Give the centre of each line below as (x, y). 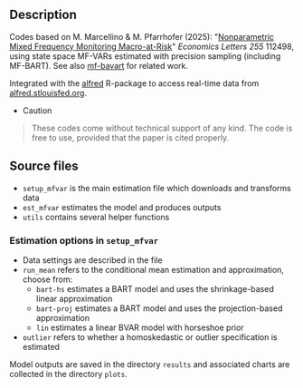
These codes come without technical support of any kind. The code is (162, 128)
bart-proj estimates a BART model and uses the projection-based (159, 308)
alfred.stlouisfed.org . (48, 92)
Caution (37, 110)
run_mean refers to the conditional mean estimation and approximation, (153, 269)
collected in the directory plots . (69, 373)
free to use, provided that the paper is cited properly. (130, 137)
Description (43, 15)
